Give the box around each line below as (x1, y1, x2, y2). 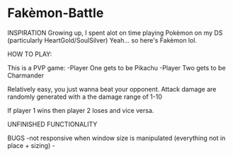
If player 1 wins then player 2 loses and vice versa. (7, 106, 154, 114)
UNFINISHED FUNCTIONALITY (7, 119, 98, 129)
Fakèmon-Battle (7, 5, 104, 21)
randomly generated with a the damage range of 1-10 (7, 92, 163, 101)
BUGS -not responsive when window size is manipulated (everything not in (7, 134, 226, 142)
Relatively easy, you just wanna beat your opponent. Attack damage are (7, 85, 217, 93)
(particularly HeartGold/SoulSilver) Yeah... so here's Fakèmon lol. (7, 36, 197, 44)
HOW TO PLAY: (7, 50, 52, 58)
